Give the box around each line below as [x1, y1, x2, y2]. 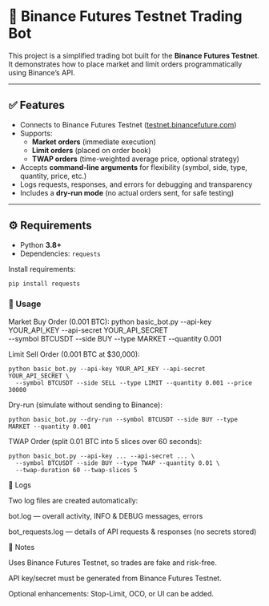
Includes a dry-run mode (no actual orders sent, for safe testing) [19, 188, 235, 197]
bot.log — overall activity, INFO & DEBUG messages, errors [8, 511, 203, 520]
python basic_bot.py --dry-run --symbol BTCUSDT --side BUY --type [8, 415, 239, 423]
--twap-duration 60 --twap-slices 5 [15, 466, 138, 474]
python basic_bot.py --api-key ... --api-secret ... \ [8, 452, 195, 460]
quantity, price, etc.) [19, 171, 87, 180]
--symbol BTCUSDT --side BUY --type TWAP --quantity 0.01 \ [15, 459, 220, 467]
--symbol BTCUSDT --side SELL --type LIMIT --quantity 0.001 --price [15, 378, 252, 387]
